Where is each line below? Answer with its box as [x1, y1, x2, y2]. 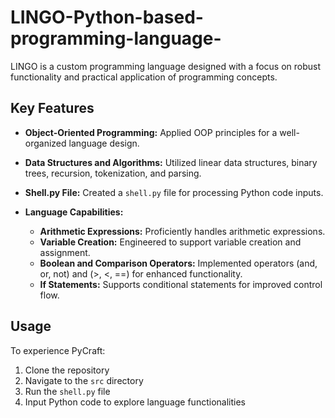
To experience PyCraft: [10, 344, 106, 356]
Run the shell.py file [24, 385, 111, 397]
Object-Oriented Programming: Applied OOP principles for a [24, 126, 278, 138]
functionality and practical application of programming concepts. [10, 71, 278, 83]
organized [24, 137, 67, 149]
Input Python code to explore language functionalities [24, 396, 246, 408]
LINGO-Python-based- [10, 6, 204, 29]
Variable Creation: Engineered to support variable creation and [39, 236, 302, 248]
